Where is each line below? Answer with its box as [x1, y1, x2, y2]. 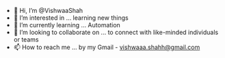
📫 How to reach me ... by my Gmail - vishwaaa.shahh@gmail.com [13, 43, 200, 51]
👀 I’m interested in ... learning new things [13, 14, 129, 22]
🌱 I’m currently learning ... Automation [13, 21, 121, 29]
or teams [13, 35, 39, 44]
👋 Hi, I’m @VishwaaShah [13, 7, 83, 14]
